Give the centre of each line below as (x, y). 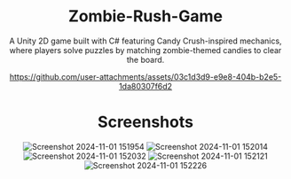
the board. (145, 59)
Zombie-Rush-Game (145, 16)
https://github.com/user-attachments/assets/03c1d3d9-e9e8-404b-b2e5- (145, 76)
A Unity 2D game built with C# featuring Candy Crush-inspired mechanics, (145, 41)
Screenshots (145, 122)
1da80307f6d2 (145, 86)
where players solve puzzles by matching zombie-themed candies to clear (145, 50)
